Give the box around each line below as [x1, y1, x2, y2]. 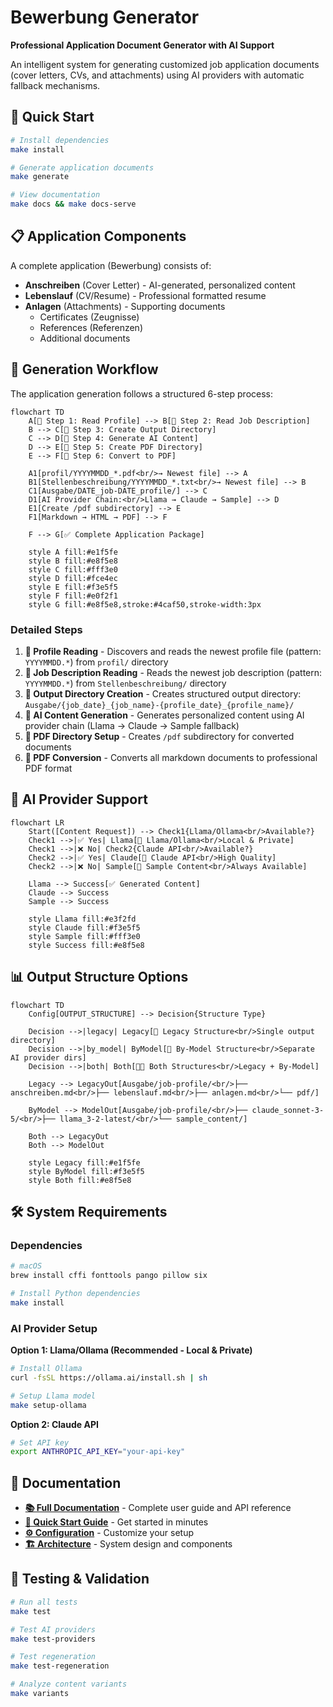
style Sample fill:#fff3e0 [28, 931, 141, 941]
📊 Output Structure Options [10, 969, 189, 986]
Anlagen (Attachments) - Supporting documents [24, 300, 226, 312]
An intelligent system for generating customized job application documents [10, 58, 320, 70]
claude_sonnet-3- [251, 1105, 325, 1115]
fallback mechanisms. [10, 79, 101, 91]
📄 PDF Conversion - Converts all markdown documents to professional [24, 751, 318, 763]
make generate [10, 172, 70, 182]
